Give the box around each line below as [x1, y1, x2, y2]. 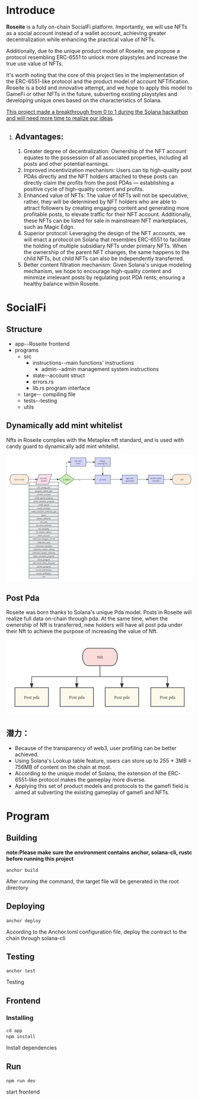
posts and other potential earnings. [23, 160, 110, 167]
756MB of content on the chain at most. [14, 763, 112, 770]
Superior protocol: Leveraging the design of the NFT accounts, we [23, 229, 186, 236]
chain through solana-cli [6, 934, 66, 941]
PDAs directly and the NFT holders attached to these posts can [23, 173, 178, 180]
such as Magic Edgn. [23, 223, 75, 230]
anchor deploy [6, 918, 41, 924]
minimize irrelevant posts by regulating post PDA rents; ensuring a [23, 274, 186, 281]
